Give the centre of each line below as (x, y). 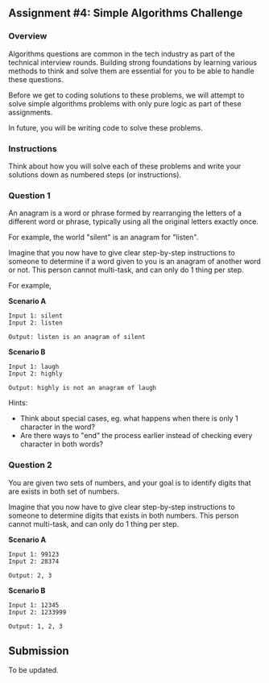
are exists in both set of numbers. (64, 491)
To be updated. (33, 670)
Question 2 (30, 465)
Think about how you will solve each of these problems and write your (125, 166)
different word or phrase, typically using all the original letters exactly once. (134, 221)
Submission (39, 650)
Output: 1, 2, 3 (35, 626)
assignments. (31, 112)
